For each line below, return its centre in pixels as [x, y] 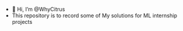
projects [22, 22]
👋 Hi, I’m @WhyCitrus [38, 9]
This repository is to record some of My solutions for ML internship [94, 15]
